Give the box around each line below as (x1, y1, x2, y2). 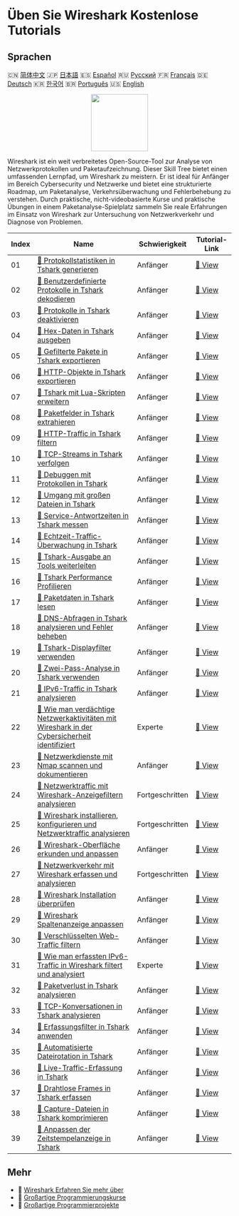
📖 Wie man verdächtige (37, 704, 115, 714)
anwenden (37, 1031, 73, 1040)
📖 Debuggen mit (37, 470, 91, 480)
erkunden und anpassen (37, 849, 119, 858)
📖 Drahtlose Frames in (37, 1083, 112, 1093)
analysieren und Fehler (37, 622, 114, 632)
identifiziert (37, 740, 75, 749)
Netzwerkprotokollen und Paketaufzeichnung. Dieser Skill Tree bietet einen (7, 165, 228, 173)
